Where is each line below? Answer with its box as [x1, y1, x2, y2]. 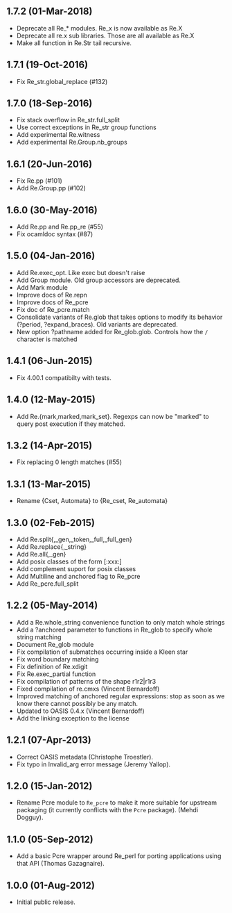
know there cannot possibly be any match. [16, 699, 139, 707]
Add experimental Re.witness [16, 131, 100, 139]
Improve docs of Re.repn [16, 290, 88, 299]
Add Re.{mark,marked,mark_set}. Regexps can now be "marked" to [16, 412, 209, 420]
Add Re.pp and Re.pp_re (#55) [16, 222, 104, 231]
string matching [16, 632, 62, 641]
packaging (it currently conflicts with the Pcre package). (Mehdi [16, 806, 199, 814]
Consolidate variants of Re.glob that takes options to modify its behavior [16, 313, 223, 321]
